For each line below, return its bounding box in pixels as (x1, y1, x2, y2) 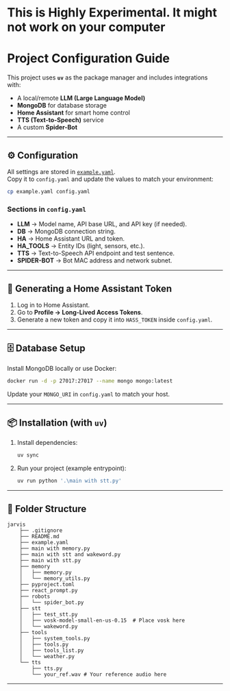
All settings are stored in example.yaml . (7, 167, 116, 175)
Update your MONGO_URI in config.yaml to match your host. (7, 389, 170, 398)
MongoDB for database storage (16, 101, 107, 110)
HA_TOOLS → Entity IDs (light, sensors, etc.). (16, 242, 145, 250)
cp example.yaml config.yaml (7, 188, 90, 195)
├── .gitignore (19, 526, 63, 534)
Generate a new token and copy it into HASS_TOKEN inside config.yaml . (16, 315, 213, 324)
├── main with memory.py (19, 545, 90, 552)
